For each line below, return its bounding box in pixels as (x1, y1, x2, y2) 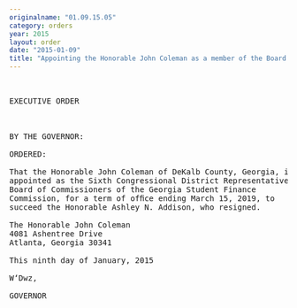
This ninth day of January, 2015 (9, 256, 155, 266)
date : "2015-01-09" (9, 46, 81, 55)
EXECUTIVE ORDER (9, 96, 80, 106)
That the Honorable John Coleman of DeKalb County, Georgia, (9, 167, 280, 177)
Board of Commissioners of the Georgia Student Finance (9, 185, 256, 195)
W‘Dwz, (9, 273, 38, 283)
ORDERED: (9, 150, 47, 159)
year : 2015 (9, 29, 49, 38)
